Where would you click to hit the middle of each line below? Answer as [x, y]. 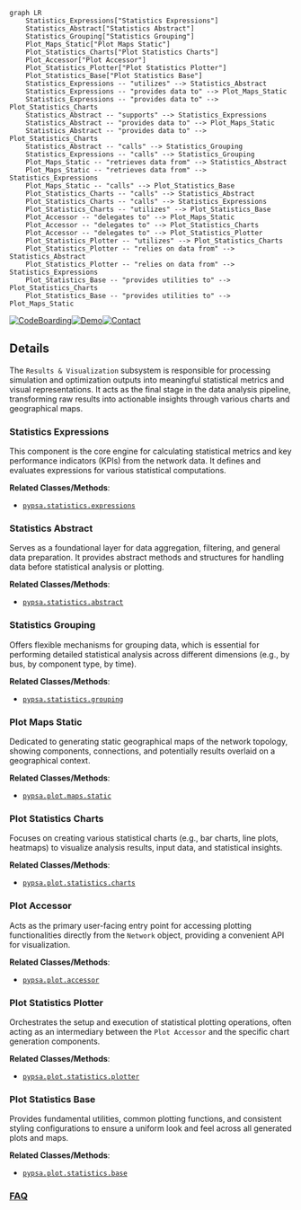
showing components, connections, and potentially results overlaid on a [142, 751]
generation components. [55, 1041]
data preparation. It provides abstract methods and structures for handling [147, 558]
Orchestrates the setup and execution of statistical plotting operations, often [150, 1022]
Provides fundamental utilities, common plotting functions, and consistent [146, 1119]
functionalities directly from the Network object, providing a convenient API [147, 935]
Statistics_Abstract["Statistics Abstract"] [110, 29]
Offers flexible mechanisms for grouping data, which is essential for [134, 645]
